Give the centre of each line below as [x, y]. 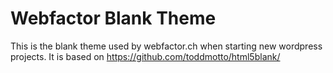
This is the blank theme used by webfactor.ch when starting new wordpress [166, 46]
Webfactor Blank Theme [113, 18]
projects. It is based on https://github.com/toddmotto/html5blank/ [145, 56]
